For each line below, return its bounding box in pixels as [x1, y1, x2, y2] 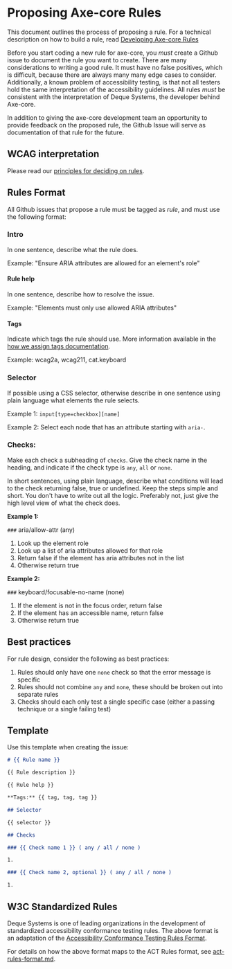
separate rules [17, 690, 59, 698]
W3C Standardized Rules [7, 900, 118, 912]
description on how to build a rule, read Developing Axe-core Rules [7, 35, 199, 43]
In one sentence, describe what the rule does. [7, 245, 139, 254]
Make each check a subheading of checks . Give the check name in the [7, 456, 208, 464]
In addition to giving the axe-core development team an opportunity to [7, 113, 208, 122]
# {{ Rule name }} [7, 756, 60, 763]
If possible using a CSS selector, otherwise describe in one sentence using [7, 389, 220, 397]
